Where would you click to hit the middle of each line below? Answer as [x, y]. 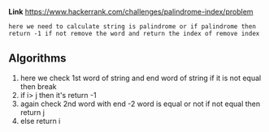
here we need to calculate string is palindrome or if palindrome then [132, 27]
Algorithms [37, 59]
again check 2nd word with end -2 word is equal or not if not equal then [140, 104]
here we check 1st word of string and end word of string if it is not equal [141, 78]
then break [38, 86]
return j [32, 112]
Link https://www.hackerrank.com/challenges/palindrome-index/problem [131, 12]
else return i [40, 121]
